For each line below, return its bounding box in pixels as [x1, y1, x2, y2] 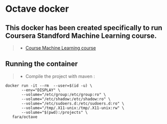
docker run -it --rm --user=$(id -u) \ [5, 83, 93, 88]
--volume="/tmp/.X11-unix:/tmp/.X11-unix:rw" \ [21, 105, 125, 110]
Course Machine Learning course [25, 45, 96, 51]
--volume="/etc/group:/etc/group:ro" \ [21, 92, 106, 97]
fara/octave [12, 114, 38, 119]
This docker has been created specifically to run [5, 23, 162, 32]
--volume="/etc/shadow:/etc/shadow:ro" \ [21, 96, 111, 102]
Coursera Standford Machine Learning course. [5, 31, 157, 40]
